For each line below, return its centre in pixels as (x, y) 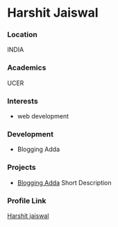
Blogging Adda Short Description (65, 182)
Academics (27, 68)
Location (23, 35)
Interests (23, 101)
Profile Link (27, 201)
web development (43, 116)
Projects (22, 167)
